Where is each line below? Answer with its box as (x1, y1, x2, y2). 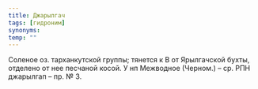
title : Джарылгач (8, 11, 66, 20)
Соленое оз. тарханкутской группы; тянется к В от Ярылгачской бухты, (8, 55, 250, 65)
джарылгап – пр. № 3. (8, 72, 82, 81)
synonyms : (8, 26, 41, 34)
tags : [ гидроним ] (8, 19, 66, 27)
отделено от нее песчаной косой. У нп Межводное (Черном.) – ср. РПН (8, 64, 251, 73)
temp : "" (8, 33, 37, 42)
